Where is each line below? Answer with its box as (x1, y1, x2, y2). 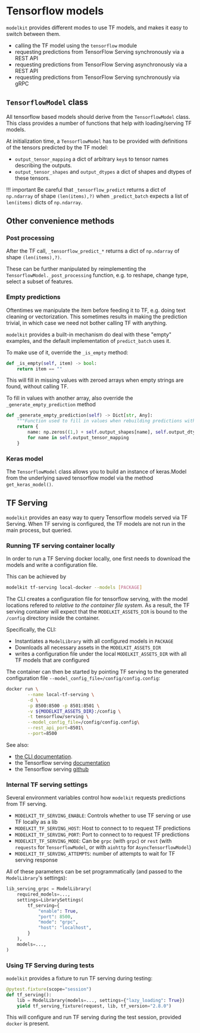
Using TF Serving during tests (6, 961, 95, 969)
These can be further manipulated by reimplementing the (6, 265, 146, 272)
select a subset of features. (6, 278, 73, 285)
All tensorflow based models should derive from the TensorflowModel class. (6, 113, 190, 120)
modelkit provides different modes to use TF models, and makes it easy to (6, 24, 189, 31)
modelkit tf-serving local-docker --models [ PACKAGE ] (6, 584, 143, 591)
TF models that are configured (14, 657, 90, 664)
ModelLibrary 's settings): (6, 874, 67, 882)
